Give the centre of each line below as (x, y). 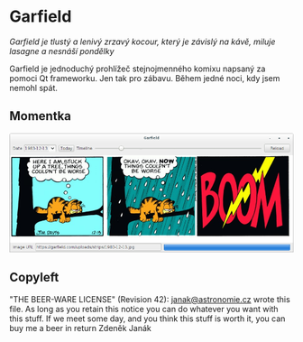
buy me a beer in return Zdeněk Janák (80, 328)
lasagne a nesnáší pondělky (62, 51)
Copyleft (34, 277)
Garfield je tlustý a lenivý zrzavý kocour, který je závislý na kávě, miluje (142, 42)
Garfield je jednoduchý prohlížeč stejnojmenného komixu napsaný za (138, 69)
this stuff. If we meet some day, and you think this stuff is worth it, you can (147, 319)
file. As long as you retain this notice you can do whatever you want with (144, 309)
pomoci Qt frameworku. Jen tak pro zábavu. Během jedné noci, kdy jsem (145, 78)
